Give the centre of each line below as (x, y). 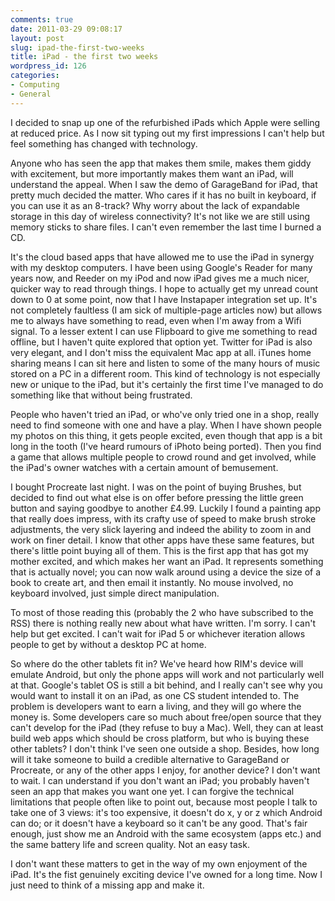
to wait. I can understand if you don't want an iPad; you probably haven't (160, 780)
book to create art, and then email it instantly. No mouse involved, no (152, 582)
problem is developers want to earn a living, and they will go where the (156, 706)
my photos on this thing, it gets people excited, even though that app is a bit (166, 435)
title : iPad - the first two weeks (84, 57)
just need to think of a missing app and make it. (107, 885)
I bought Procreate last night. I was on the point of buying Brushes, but (156, 487)
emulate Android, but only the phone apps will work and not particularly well (167, 674)
